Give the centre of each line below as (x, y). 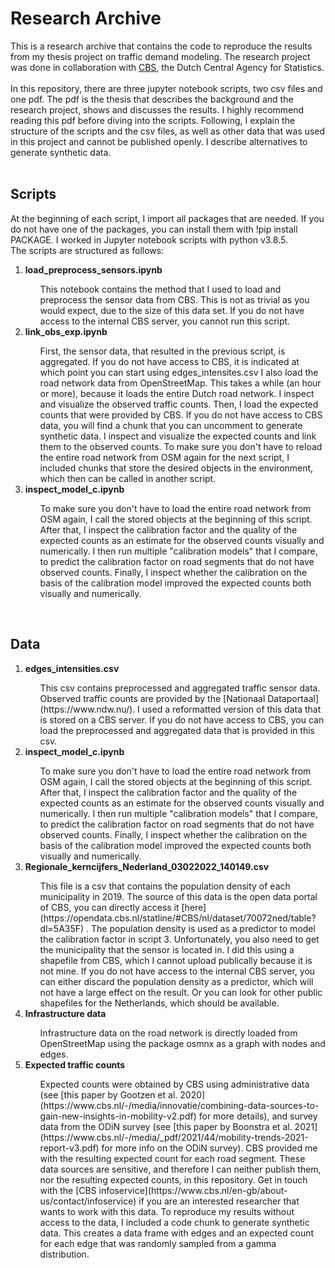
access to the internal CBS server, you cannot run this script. (165, 321)
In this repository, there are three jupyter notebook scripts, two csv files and (166, 88)
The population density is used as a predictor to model (203, 928)
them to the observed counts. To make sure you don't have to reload (181, 446)
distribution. (64, 1254)
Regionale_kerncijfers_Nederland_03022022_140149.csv (147, 866)
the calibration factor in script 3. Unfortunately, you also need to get (179, 939)
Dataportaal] (293, 698)
